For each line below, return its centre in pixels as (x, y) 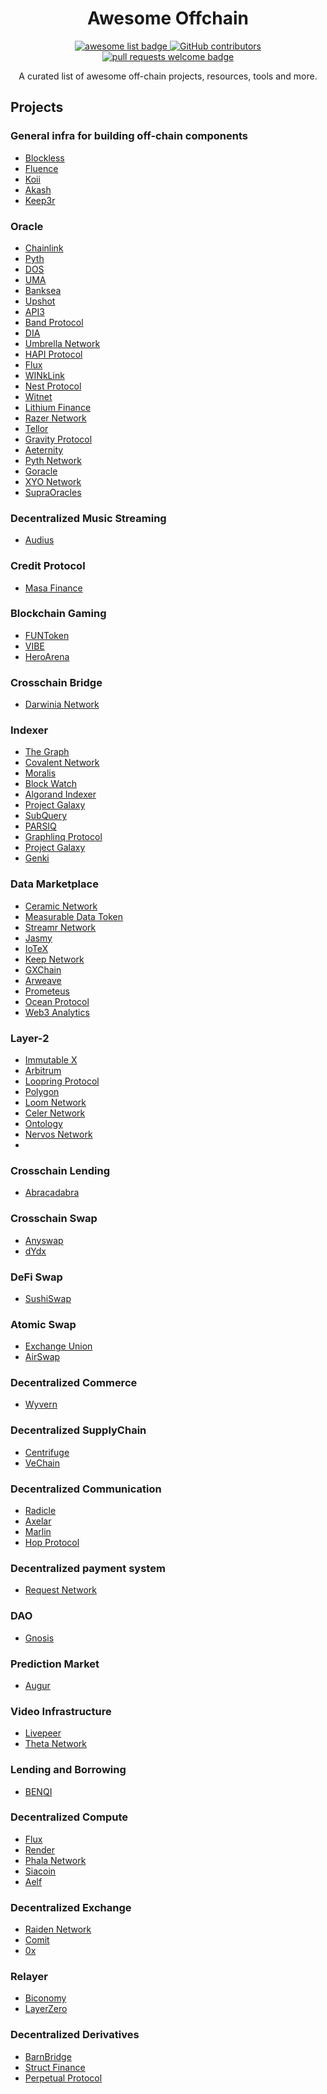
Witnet (38, 396)
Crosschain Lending (60, 1170)
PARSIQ (40, 826)
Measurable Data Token (74, 916)
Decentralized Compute (69, 1817)
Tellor (36, 428)
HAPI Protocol (53, 354)
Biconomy (45, 1998)
